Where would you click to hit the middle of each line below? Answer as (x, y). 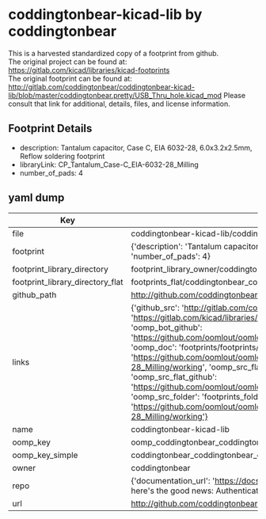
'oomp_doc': (154, 347)
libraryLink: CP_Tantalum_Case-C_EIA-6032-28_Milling (109, 165)
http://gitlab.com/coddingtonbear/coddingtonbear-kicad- (102, 87)
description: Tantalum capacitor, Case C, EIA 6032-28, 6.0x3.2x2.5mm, (136, 147)
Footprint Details (50, 129)
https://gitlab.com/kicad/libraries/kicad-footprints (89, 70)
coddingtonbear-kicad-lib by (105, 15)
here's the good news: (172, 491)
